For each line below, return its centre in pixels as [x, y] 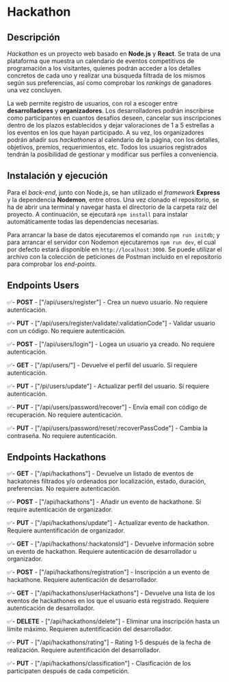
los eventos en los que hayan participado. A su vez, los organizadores [106, 132]
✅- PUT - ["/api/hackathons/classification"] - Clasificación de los [99, 663]
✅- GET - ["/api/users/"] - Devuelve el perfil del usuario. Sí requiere [103, 365]
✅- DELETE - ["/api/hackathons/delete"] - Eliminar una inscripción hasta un [113, 622]
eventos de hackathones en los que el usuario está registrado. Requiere [108, 601]
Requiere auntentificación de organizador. [66, 531]
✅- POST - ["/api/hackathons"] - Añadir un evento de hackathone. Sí [104, 502]
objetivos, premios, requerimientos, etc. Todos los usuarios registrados [107, 147]
